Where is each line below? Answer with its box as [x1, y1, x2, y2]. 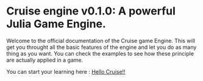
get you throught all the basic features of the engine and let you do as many [6, 44, 197, 51]
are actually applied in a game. [6, 56, 84, 63]
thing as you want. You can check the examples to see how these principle [6, 50, 194, 57]
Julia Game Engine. [6, 17, 107, 31]
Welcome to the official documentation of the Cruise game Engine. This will [6, 37, 195, 44]
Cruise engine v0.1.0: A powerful [6, 4, 176, 18]
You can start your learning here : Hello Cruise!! [6, 68, 126, 75]
